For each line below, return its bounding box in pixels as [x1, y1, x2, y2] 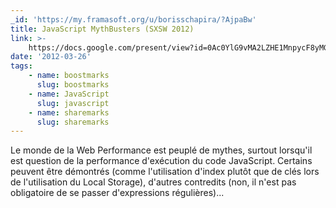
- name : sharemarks [28, 107, 110, 118]
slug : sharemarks [36, 117, 110, 127]
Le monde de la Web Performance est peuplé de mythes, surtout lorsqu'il [10, 144, 313, 156]
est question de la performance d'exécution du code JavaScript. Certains [10, 155, 313, 167]
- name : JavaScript [28, 89, 110, 99]
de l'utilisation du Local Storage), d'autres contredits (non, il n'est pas [10, 176, 297, 188]
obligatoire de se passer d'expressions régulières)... [10, 187, 225, 199]
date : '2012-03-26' [10, 52, 92, 62]
